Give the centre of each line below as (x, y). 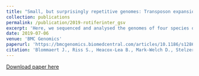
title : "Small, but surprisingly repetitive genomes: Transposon (88, 11)
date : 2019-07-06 (28, 34)
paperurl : (18, 45)
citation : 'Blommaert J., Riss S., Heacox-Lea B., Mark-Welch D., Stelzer (100, 50)
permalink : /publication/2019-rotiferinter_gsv (66, 22)
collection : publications (38, 17)
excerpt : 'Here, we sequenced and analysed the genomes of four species (98, 28)
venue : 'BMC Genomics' (34, 39)
